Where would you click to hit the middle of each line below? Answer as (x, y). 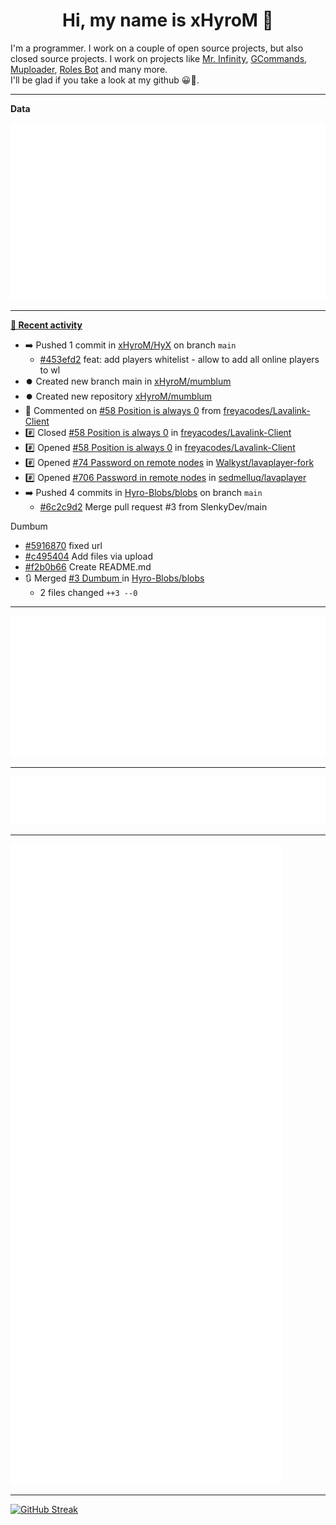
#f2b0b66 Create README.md (88, 567)
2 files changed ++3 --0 (88, 593)
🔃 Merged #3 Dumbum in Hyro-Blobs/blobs (114, 578)
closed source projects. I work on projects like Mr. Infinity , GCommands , (159, 58)
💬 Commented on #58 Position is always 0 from (123, 411)
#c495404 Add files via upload (89, 556)
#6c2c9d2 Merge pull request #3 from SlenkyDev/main (153, 507)
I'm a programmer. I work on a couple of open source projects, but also (157, 48)
